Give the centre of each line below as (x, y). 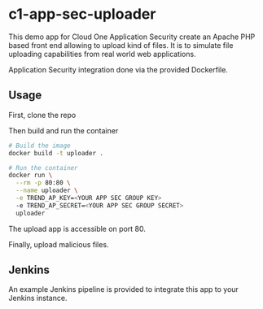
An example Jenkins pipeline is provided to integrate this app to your (123, 289)
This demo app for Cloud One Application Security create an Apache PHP (132, 37)
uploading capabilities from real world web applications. (103, 54)
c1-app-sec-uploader (82, 14)
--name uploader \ (47, 191)
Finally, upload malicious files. (59, 244)
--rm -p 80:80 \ (43, 183)
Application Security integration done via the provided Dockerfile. (118, 69)
